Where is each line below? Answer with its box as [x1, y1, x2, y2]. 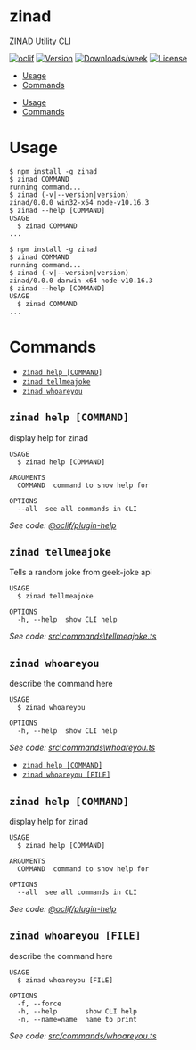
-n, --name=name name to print [17, 1014, 138, 1023]
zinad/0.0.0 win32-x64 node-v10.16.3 [9, 198, 150, 207]
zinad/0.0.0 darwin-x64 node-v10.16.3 [9, 276, 153, 285]
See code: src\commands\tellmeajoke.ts [9, 631, 157, 642]
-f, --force [17, 999, 62, 1008]
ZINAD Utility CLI [9, 36, 71, 46]
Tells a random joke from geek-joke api [9, 567, 153, 578]
